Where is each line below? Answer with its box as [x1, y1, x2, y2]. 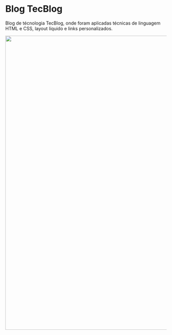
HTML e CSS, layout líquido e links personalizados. [5, 25, 113, 31]
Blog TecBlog [5, 3, 63, 15]
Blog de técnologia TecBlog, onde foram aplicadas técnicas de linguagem [5, 20, 161, 26]
